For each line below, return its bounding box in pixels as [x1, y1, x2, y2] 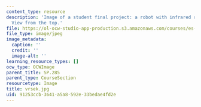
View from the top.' [11, 20, 63, 26]
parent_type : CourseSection [6, 75, 77, 81]
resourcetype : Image [6, 81, 58, 87]
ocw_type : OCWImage [6, 64, 55, 70]
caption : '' [11, 42, 42, 48]
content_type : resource [6, 8, 66, 15]
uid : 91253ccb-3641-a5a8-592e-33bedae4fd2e [6, 92, 117, 97]
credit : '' [11, 48, 39, 53]
